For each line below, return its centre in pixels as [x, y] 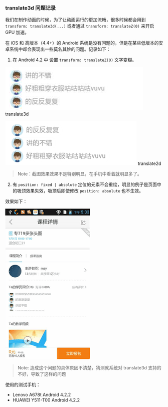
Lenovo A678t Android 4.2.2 [42, 395]
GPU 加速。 [17, 32]
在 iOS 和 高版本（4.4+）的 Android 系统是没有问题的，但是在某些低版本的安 [84, 43]
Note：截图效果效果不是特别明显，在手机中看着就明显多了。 [79, 174]
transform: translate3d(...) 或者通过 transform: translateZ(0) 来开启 [80, 26]
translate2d [149, 163]
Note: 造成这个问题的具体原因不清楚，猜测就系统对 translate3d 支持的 [89, 368]
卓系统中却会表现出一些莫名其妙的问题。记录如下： [58, 49]
